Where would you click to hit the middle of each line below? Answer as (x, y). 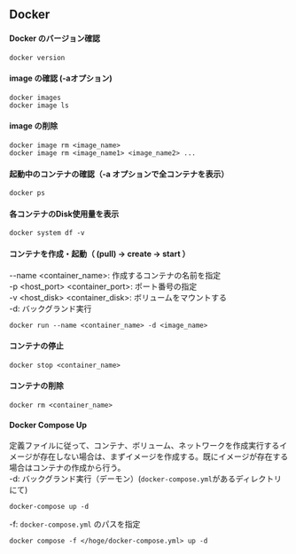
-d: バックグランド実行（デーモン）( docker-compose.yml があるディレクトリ (145, 479)
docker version (37, 58)
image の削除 (34, 126)
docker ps (27, 193)
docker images (35, 98)
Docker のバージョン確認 (55, 38)
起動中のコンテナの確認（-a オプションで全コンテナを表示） (119, 174)
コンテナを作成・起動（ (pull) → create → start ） (100, 254)
